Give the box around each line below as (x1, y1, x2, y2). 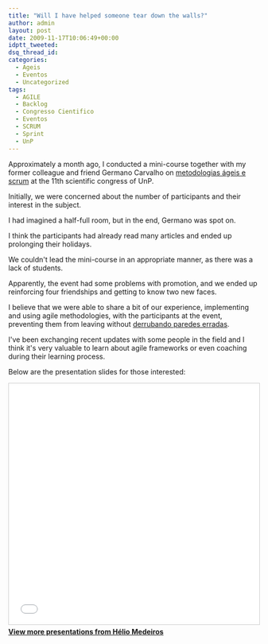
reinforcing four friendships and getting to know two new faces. (8, 287, 217, 297)
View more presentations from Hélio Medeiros (8, 627, 165, 636)
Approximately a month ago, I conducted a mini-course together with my (8, 159, 247, 169)
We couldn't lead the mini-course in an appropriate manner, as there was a (8, 254, 253, 264)
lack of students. (8, 263, 64, 273)
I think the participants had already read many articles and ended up (8, 231, 232, 240)
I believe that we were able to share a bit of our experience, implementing (8, 302, 249, 312)
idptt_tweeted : (8, 41, 59, 49)
